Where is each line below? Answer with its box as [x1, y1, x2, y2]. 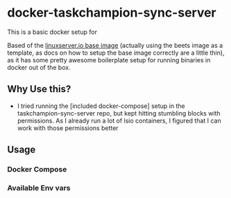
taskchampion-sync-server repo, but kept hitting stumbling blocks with [17, 109, 221, 117]
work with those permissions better [17, 123, 119, 132]
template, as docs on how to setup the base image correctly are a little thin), [7, 48, 225, 57]
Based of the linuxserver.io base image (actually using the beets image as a [7, 41, 223, 49]
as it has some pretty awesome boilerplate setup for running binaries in [7, 55, 211, 64]
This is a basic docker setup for [7, 28, 97, 36]
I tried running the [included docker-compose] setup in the [17, 102, 185, 110]
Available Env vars [7, 183, 71, 192]
